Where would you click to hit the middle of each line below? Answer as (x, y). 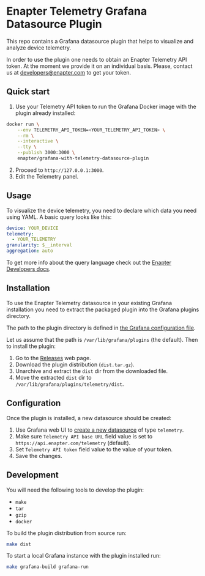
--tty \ (27, 147)
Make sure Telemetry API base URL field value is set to (84, 436)
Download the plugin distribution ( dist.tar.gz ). (75, 364)
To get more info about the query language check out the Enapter (89, 263)
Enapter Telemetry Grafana (77, 11)
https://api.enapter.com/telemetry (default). (73, 443)
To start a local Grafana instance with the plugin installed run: (84, 556)
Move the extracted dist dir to (53, 377)
